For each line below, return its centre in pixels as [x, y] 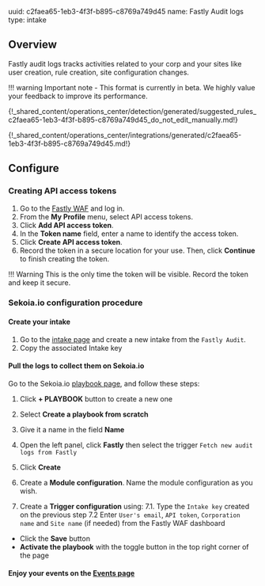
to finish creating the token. [64, 259]
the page [34, 555]
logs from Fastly [48, 452]
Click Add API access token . [66, 225]
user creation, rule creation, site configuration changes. [99, 72]
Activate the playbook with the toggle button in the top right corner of [134, 546]
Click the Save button [55, 538]
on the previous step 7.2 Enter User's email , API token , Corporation [130, 515]
